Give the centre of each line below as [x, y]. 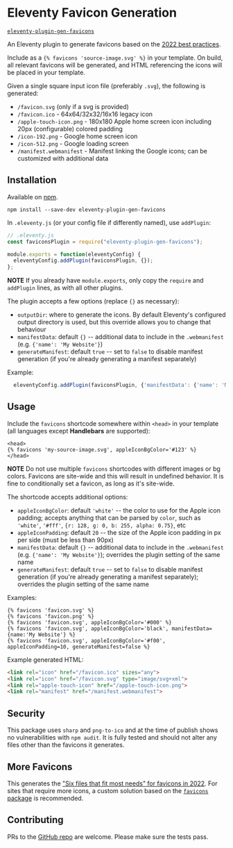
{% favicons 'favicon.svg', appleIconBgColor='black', [88, 629]
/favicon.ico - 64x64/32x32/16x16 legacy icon [85, 114]
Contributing [35, 820]
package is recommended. [45, 798]
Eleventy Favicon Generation [92, 13]
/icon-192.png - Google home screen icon [77, 136]
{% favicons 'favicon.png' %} [51, 616]
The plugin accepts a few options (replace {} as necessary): [93, 301]
